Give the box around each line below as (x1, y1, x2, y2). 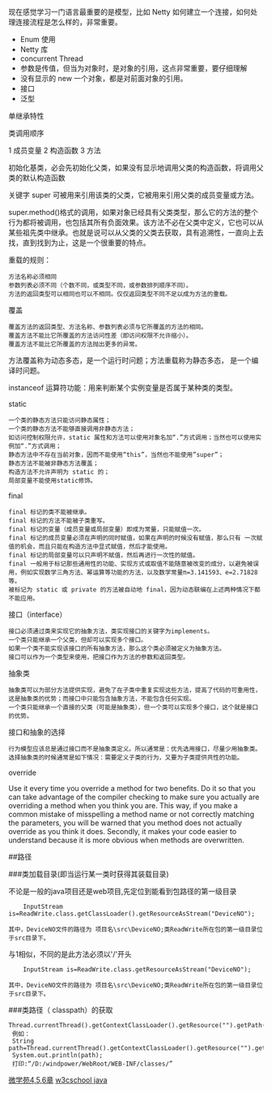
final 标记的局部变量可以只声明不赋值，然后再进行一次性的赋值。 (8, 551, 199, 559)
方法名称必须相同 (8, 273, 57, 281)
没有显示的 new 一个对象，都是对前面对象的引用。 (19, 74, 188, 83)
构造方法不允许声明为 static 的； (8, 468, 110, 476)
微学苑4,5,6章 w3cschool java (8, 1075, 108, 1085)
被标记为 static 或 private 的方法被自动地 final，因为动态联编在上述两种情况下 (8, 586, 255, 594)
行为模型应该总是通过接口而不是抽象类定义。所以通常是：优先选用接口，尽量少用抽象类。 (8, 745, 261, 753)
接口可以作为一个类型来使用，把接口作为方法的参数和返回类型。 (8, 653, 189, 661)
